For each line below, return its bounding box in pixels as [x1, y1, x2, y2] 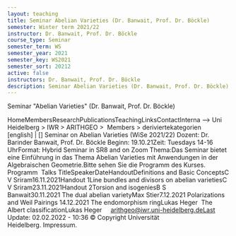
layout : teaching [7, 10, 59, 18]
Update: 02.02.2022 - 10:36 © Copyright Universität [7, 213, 160, 222]
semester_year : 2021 [7, 50, 69, 57]
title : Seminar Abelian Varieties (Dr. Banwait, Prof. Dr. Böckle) [7, 17, 211, 24]
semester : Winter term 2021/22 [7, 23, 100, 30]
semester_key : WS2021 [7, 57, 71, 64]
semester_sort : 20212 [7, 63, 71, 70]
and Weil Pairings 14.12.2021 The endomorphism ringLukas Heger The [7, 199, 213, 207]
